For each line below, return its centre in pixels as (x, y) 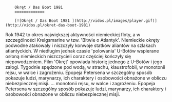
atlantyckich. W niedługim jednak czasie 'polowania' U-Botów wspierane (82, 51)
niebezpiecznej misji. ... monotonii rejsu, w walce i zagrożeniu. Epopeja (80, 83)
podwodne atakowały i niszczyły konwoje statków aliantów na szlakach (81, 45)
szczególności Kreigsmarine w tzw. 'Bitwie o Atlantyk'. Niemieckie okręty (83, 40)
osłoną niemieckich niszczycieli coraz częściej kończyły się (68, 56)
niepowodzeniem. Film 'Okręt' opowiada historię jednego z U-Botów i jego (84, 62)
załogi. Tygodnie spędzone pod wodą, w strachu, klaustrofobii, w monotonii (85, 67)
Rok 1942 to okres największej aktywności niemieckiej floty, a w (73, 35)
